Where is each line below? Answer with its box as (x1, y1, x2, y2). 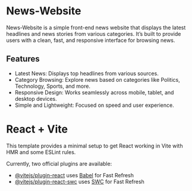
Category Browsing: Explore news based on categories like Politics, (14, 76, 180, 83)
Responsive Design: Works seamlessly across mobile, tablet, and (14, 88, 174, 96)
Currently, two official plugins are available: (6, 160, 112, 167)
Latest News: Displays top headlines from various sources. (14, 70, 159, 77)
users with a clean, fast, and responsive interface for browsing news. (6, 36, 175, 44)
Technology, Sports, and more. (14, 82, 91, 90)
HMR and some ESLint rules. (6, 148, 76, 156)
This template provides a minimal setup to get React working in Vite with (6, 142, 183, 149)
